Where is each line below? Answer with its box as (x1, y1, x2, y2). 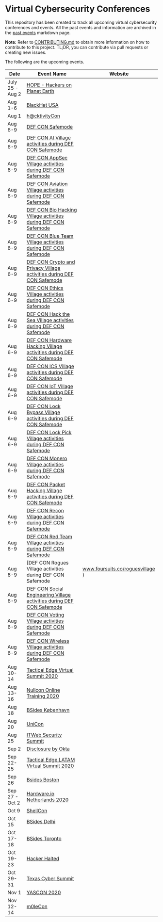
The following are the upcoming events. (5, 59, 84, 65)
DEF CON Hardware (26, 337, 72, 343)
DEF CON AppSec (26, 154, 68, 161)
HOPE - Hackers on (26, 81, 72, 88)
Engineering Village (26, 591, 71, 598)
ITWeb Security (26, 731, 62, 738)
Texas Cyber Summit (26, 875, 74, 882)
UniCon (26, 720, 44, 727)
